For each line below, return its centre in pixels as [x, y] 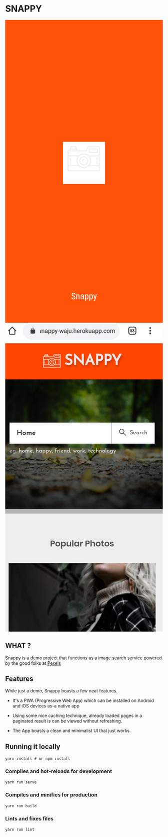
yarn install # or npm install [38, 759]
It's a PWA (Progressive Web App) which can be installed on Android [83, 700]
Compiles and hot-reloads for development [59, 771]
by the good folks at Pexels [33, 663]
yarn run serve [21, 782]
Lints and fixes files [29, 818]
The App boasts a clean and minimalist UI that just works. [71, 731]
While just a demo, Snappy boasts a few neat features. [61, 691]
